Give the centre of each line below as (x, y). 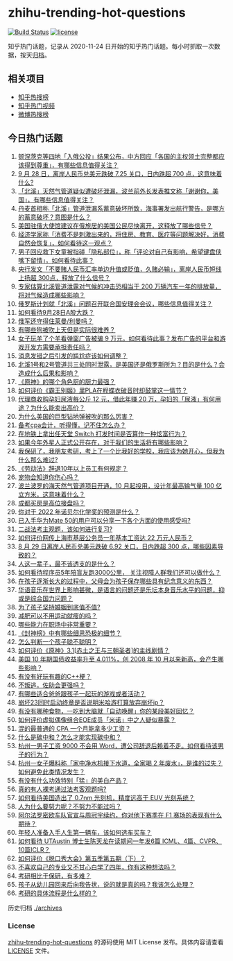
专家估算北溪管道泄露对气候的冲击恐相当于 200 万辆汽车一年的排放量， (119, 286)
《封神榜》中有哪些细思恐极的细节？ (70, 633)
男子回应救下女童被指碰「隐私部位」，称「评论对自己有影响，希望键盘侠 (120, 252)
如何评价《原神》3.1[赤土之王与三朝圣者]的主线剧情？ (94, 650)
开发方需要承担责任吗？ (58, 347)
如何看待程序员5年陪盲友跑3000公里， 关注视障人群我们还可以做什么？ (119, 572)
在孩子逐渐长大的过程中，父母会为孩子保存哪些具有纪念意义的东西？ (115, 581)
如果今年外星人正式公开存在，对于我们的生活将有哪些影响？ (103, 442)
